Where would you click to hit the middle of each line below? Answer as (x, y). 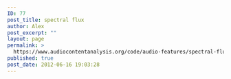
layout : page (26, 39)
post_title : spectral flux (46, 20)
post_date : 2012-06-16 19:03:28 (53, 65)
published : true (30, 58)
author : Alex (26, 26)
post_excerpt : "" (32, 33)
